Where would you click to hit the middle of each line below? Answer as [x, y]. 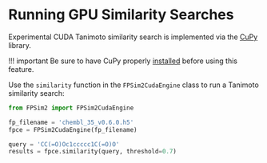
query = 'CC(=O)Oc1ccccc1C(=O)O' [64, 144]
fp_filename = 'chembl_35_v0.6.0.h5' [71, 122]
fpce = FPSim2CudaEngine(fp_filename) [73, 129]
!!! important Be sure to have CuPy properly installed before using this [123, 61]
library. [20, 45]
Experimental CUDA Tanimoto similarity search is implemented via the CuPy [133, 37]
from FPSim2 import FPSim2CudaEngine [71, 108]
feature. [21, 69]
